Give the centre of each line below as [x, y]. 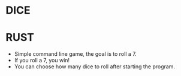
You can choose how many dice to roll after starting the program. [94, 66]
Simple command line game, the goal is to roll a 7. [75, 54]
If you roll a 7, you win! [42, 61]
